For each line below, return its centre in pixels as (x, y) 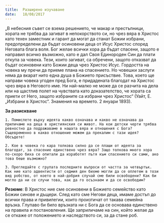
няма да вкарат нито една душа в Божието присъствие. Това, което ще (80, 75)
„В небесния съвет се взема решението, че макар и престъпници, (75, 28)
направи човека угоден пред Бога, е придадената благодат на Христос (80, 80)
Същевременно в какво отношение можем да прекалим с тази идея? (72, 133)
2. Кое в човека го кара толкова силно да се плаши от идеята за (73, 145)
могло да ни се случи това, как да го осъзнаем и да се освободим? (75, 180)
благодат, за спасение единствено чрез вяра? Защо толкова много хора (79, 150)
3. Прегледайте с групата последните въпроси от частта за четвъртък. (79, 167)
